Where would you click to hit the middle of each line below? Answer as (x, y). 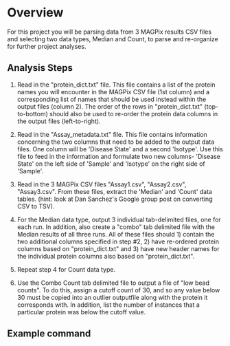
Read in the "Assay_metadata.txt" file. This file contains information (112, 134)
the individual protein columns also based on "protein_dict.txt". (106, 256)
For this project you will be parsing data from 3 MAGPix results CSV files (109, 32)
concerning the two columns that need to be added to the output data (116, 142)
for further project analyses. (47, 46)
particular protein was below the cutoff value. (81, 312)
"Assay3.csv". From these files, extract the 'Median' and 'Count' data (115, 191)
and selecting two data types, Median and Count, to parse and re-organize (113, 39)
